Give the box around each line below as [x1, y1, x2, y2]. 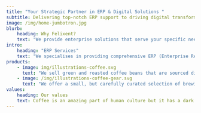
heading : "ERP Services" [17, 48, 79, 54]
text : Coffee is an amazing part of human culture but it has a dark [17, 97, 194, 103]
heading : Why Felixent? [17, 31, 77, 37]
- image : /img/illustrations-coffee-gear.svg [17, 75, 133, 81]
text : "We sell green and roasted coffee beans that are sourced [22, 70, 188, 76]
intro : [6, 42, 23, 48]
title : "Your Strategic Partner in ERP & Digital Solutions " [6, 8, 165, 15]
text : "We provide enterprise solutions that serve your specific [17, 36, 186, 42]
